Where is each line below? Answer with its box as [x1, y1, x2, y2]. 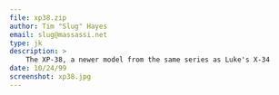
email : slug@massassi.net [9, 30, 107, 39]
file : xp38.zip [9, 13, 67, 23]
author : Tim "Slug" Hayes [9, 22, 107, 31]
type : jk [9, 38, 43, 48]
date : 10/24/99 [9, 64, 67, 73]
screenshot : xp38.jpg [9, 72, 92, 81]
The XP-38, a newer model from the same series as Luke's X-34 [25, 55, 271, 64]
